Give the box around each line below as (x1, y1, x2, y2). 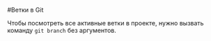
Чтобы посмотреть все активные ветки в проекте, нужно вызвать (7, 19, 204, 27)
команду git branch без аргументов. (7, 27, 116, 34)
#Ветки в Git (7, 6, 44, 14)
